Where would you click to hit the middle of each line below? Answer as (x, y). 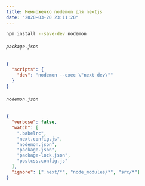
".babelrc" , (32, 133)
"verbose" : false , (35, 122)
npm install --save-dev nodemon (46, 33)
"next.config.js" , (40, 139)
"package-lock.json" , (44, 155)
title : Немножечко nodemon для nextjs (54, 12)
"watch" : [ (25, 127)
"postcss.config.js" (42, 161)
